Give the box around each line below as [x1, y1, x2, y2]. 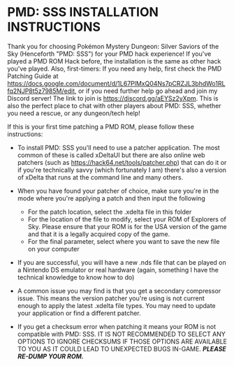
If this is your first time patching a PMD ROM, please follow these [7, 122, 194, 131]
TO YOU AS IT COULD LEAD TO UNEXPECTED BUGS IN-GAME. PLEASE [17, 344, 227, 353]
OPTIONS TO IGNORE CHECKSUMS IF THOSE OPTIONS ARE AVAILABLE [17, 337, 227, 346]
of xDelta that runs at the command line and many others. [17, 173, 184, 182]
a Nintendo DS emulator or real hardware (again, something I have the [17, 265, 219, 274]
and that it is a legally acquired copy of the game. [27, 230, 170, 238]
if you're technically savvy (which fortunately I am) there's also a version [17, 166, 227, 174]
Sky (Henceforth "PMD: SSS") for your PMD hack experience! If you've [7, 50, 212, 58]
